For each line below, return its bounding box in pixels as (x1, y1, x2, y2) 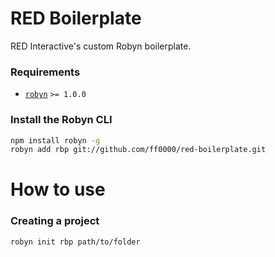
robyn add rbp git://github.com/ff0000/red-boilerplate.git (10, 145, 267, 155)
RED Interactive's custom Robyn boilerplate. (10, 40, 192, 52)
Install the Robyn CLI (10, 113, 113, 127)
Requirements (10, 65, 81, 79)
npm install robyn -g (10, 135, 101, 146)
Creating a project (10, 214, 100, 228)
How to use (10, 178, 106, 201)
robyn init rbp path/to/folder (10, 237, 141, 247)
